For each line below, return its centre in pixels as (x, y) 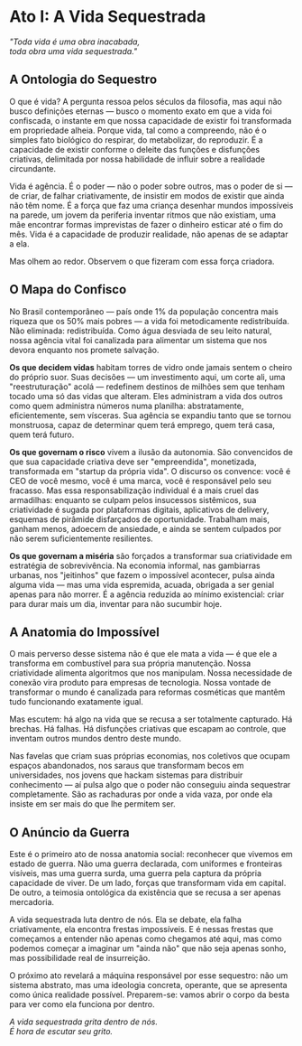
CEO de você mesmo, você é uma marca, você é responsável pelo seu (141, 481)
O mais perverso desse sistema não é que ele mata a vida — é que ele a (143, 654)
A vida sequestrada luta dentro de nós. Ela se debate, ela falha (125, 920)
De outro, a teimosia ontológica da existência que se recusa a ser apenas (145, 892)
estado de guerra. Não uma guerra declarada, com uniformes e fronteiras (146, 864)
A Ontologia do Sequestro (83, 80)
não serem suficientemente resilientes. (81, 538)
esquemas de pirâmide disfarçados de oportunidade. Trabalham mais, (140, 519)
